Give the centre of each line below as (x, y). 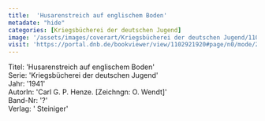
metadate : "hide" (37, 23)
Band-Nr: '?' (28, 101)
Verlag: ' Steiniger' (38, 109)
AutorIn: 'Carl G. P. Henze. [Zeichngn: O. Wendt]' (88, 92)
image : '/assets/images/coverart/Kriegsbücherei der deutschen (114, 37)
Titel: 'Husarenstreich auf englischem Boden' (82, 67)
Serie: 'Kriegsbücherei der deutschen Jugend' (83, 75)
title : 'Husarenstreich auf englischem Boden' (88, 15)
